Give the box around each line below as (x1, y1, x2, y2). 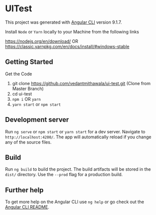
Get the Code (5, 71, 32, 77)
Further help (5, 185, 44, 194)
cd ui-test (12, 91, 32, 96)
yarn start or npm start (12, 101, 61, 107)
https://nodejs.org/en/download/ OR (5, 38, 78, 44)
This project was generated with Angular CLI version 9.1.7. (5, 19, 122, 25)
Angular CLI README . (5, 204, 50, 210)
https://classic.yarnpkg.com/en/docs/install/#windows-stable (5, 43, 130, 49)
